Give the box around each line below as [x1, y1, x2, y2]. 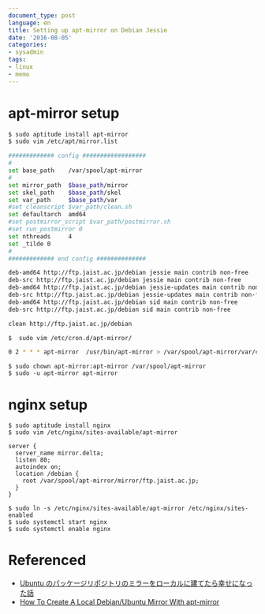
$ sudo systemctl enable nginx [8, 526, 111, 534]
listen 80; [15, 456, 51, 464]
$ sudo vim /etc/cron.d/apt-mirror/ [8, 334, 132, 342]
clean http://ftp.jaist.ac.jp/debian [8, 320, 132, 328]
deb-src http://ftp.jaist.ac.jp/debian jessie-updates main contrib [8, 291, 238, 299]
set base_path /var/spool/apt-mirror [8, 167, 144, 174]
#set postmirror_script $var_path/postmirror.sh [8, 218, 171, 226]
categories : [8, 41, 47, 49]
